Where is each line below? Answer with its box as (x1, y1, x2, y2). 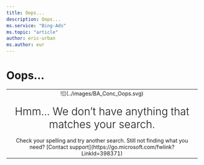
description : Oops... (6, 16, 61, 22)
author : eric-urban (6, 35, 56, 42)
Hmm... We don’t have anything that (15, 105, 189, 118)
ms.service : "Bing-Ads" (6, 22, 67, 29)
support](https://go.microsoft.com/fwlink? (69, 143, 175, 151)
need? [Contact (29, 143, 69, 151)
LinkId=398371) (81, 150, 123, 157)
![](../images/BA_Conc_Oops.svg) (60, 90, 144, 97)
